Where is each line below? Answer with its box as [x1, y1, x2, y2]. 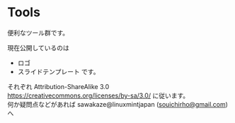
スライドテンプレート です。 [17, 67, 100, 76]
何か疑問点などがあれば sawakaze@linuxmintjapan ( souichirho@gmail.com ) [7, 100, 229, 108]
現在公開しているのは [7, 43, 69, 52]
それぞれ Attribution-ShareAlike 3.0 [7, 82, 110, 90]
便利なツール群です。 [7, 28, 69, 37]
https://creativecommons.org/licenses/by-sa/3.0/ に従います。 [7, 91, 190, 100]
